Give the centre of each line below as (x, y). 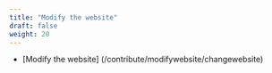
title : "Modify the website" (64, 17)
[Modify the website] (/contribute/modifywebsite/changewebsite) (143, 60)
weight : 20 (30, 34)
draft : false (34, 26)
